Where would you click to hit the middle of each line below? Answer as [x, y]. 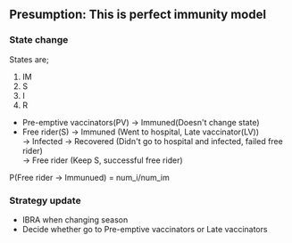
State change [39, 40]
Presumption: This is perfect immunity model [138, 15]
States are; [29, 59]
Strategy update [46, 200]
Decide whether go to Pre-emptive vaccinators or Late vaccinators [145, 229]
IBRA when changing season [75, 219]
